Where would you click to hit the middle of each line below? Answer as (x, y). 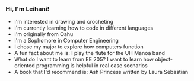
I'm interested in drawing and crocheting (64, 22)
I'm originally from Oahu (44, 34)
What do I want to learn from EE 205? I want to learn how (84, 59)
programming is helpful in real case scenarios (92, 66)
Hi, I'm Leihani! (28, 9)
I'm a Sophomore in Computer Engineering (66, 41)
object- (164, 59)
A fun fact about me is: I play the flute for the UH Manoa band (90, 53)
